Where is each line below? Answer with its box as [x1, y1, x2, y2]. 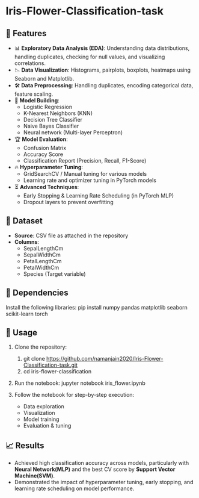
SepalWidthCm [23, 251, 61, 258]
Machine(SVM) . [14, 472, 55, 479]
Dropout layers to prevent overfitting [23, 199, 114, 205]
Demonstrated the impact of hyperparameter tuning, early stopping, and [14, 479, 194, 486]
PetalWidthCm [23, 264, 60, 271]
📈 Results [5, 440, 44, 450]
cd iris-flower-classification [23, 368, 91, 375]
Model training [23, 416, 60, 423]
